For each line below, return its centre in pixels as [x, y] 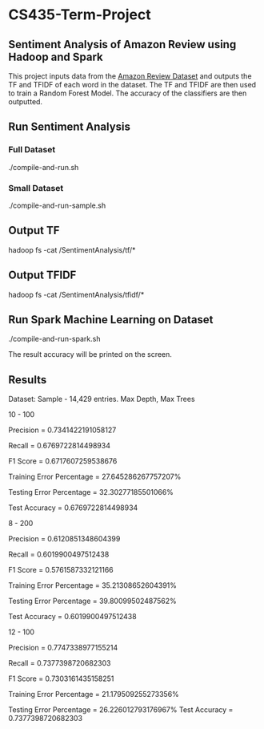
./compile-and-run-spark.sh [54, 339]
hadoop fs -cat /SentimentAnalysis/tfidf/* [76, 294]
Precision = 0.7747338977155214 [63, 648]
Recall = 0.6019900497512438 [59, 554]
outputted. [25, 101]
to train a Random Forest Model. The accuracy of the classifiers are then [128, 93]
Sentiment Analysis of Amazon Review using [122, 45]
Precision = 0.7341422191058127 [62, 430]
